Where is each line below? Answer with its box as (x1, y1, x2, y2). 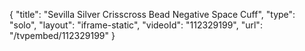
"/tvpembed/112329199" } (9, 30, 116, 41)
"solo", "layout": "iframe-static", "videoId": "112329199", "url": (9, 19, 263, 31)
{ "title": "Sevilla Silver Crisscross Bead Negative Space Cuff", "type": (9, 9, 296, 20)
